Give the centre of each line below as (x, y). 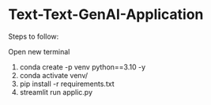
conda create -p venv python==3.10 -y (83, 67)
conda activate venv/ (54, 75)
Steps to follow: (34, 36)
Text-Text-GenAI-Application (106, 15)
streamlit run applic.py (56, 92)
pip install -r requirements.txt (67, 84)
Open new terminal (39, 51)
